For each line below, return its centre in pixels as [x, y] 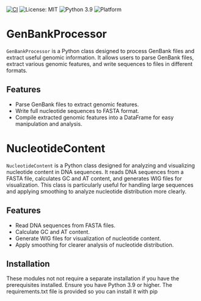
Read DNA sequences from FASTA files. [65, 225]
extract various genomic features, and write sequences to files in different [99, 63]
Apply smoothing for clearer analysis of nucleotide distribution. [94, 245]
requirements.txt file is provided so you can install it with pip [82, 292]
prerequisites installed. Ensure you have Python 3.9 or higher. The [89, 285]
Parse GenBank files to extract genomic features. [77, 104]
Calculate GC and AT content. [53, 231]
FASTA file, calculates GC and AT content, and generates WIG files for [94, 178]
